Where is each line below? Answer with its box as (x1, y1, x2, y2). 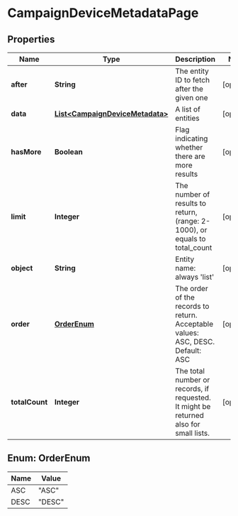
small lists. (175, 428, 210, 438)
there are (175, 151, 205, 161)
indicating (175, 133, 208, 143)
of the (175, 292, 195, 302)
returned (175, 410, 204, 420)
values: (175, 328, 200, 338)
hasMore (11, 147, 42, 157)
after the (175, 84, 204, 94)
